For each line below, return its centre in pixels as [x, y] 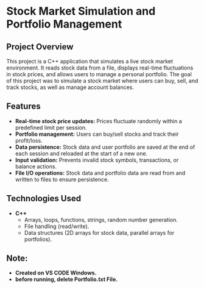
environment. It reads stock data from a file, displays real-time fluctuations [100, 68]
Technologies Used [44, 198]
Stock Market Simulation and [81, 11]
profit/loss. [29, 140]
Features [23, 106]
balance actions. [36, 166]
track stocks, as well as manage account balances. [70, 87]
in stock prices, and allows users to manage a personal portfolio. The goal [99, 74]
